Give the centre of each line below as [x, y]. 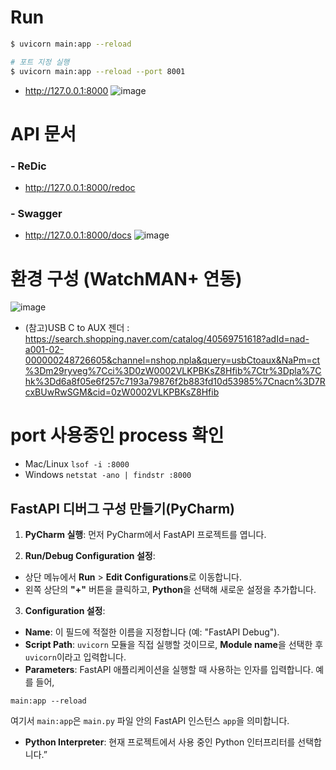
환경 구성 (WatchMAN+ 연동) [126, 278]
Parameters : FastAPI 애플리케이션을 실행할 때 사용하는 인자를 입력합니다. [169, 670]
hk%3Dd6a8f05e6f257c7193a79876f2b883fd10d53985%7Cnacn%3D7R [175, 382]
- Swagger [36, 213]
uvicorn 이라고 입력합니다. [75, 657]
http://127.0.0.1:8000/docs [78, 235]
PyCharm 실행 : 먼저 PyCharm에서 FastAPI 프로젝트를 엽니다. [145, 535]
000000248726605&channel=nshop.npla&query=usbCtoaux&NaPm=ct [172, 360]
